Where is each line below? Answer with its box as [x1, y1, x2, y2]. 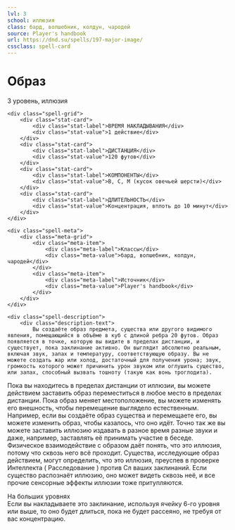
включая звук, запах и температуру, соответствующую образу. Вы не [7, 350, 210, 358]
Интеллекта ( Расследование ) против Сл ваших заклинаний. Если [7, 463, 208, 472]
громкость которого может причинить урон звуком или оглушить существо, [7, 362, 225, 370]
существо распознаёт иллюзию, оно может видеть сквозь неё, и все [7, 471, 216, 479]
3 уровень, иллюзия [7, 96, 68, 105]
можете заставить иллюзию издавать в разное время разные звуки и [7, 426, 218, 434]
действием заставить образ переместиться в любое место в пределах [7, 389, 222, 397]
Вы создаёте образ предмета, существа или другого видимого [32, 325, 212, 333]
